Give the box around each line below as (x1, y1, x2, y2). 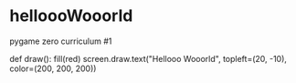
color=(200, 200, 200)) (9, 63, 97, 74)
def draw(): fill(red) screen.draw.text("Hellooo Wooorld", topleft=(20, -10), (9, 53, 288, 64)
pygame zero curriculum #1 (9, 36, 112, 47)
